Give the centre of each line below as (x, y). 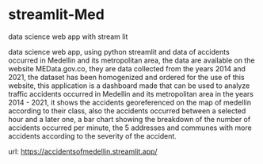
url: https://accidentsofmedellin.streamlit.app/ (83, 151)
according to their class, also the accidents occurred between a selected (127, 111)
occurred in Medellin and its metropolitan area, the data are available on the (131, 60)
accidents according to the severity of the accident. (92, 135)
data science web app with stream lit (68, 36)
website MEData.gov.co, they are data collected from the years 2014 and (127, 68)
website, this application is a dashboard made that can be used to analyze (129, 86)
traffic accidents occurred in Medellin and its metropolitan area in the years (131, 93)
